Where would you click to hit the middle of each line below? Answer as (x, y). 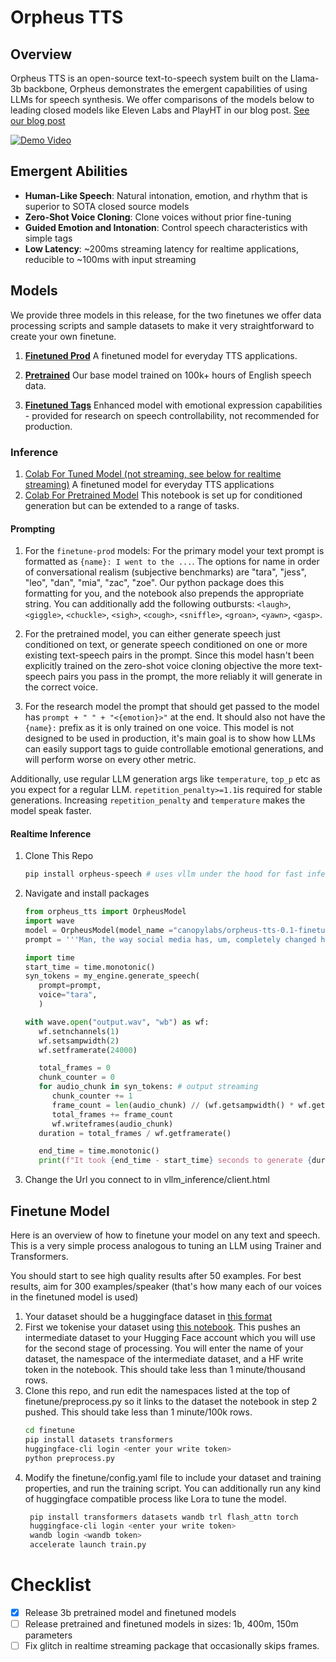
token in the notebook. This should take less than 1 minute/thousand (165, 1370)
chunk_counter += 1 (92, 1096)
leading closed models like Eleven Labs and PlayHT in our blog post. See (160, 110)
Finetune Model (60, 1211)
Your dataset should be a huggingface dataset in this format (148, 1317)
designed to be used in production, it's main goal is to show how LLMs (170, 738)
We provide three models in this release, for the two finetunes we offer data (166, 315)
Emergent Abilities (69, 171)
